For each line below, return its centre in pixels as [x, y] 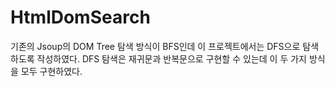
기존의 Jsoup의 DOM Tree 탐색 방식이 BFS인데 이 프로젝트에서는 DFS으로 [155, 46]
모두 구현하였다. [51, 71]
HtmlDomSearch [80, 17]
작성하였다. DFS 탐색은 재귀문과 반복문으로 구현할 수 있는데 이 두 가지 [171, 58]
